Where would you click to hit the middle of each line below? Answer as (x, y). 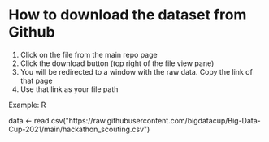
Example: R (27, 105)
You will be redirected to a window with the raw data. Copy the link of (137, 71)
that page (36, 80)
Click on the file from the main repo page (89, 54)
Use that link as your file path (69, 89)
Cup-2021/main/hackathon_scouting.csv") (79, 129)
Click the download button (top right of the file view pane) (117, 63)
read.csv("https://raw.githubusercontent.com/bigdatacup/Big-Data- (148, 120)
